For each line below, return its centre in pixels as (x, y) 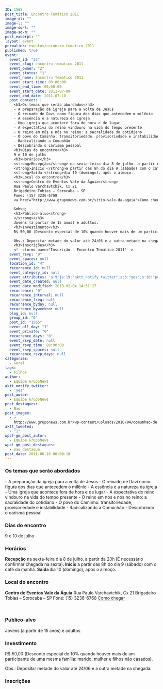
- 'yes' (17, 391)
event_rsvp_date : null (32, 340)
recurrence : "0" (26, 291)
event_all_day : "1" (29, 327)
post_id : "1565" (26, 322)
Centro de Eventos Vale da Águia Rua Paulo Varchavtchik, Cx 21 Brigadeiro (81, 592)
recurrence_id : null (30, 268)
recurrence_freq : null (32, 300)
